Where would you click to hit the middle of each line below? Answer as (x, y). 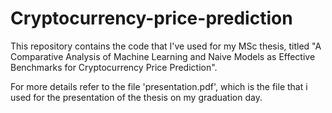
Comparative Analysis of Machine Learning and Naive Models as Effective (163, 56)
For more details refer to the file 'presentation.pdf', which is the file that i (159, 86)
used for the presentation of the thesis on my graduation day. (136, 97)
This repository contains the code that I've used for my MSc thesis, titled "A (166, 46)
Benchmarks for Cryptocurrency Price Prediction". (114, 67)
